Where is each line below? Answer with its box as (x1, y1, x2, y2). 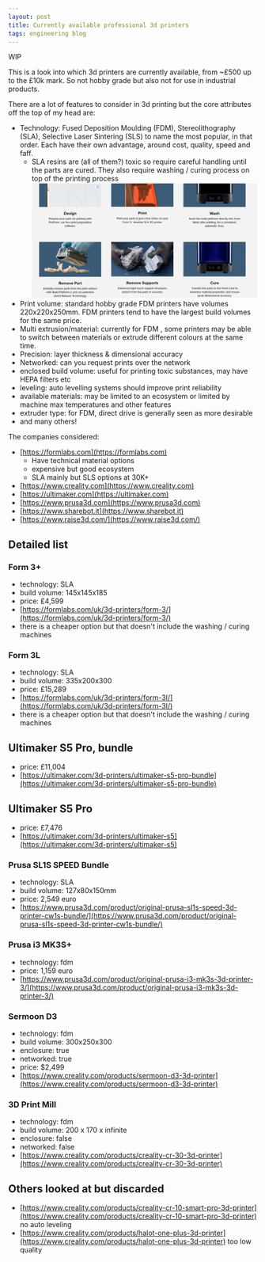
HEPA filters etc (19, 374, 71, 384)
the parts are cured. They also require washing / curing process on (31, 165, 250, 175)
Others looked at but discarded (8, 1182, 165, 1195)
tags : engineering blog (8, 29, 87, 37)
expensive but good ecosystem (31, 464, 134, 474)
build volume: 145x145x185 (19, 588, 108, 598)
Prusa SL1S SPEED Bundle (8, 860, 109, 870)
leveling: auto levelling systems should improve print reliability (19, 383, 221, 393)
